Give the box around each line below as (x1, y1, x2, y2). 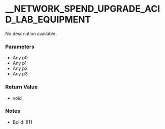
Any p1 (12, 60, 27, 66)
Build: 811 (12, 119, 32, 125)
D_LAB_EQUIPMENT (5, 14, 91, 25)
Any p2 (12, 65, 28, 71)
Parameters (5, 43, 34, 50)
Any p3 (12, 71, 28, 77)
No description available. (5, 30, 57, 36)
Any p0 (12, 55, 28, 61)
